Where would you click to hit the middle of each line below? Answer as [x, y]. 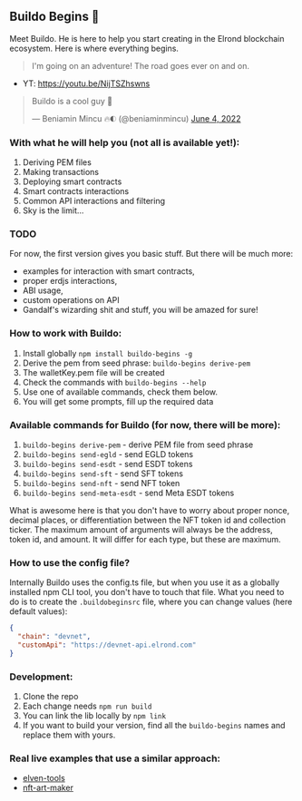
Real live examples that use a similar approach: [115, 758]
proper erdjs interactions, [70, 281]
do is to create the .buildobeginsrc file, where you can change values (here [151, 602]
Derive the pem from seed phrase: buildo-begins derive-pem [136, 363]
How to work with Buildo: [66, 334]
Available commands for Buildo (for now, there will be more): [145, 425]
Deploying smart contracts [72, 181]
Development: [41, 677]
